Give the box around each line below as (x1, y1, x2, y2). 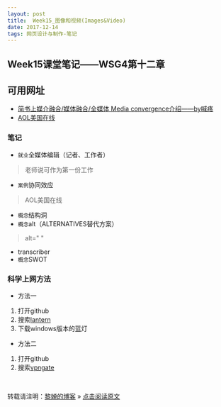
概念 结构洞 (17, 211, 47, 219)
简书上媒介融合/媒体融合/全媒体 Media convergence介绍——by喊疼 (17, 104, 214, 113)
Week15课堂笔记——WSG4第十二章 (7, 58, 165, 70)
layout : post (7, 10, 46, 18)
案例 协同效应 (17, 180, 54, 189)
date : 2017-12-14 (7, 23, 59, 30)
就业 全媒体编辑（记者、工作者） (17, 150, 110, 159)
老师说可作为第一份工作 (24, 165, 93, 174)
